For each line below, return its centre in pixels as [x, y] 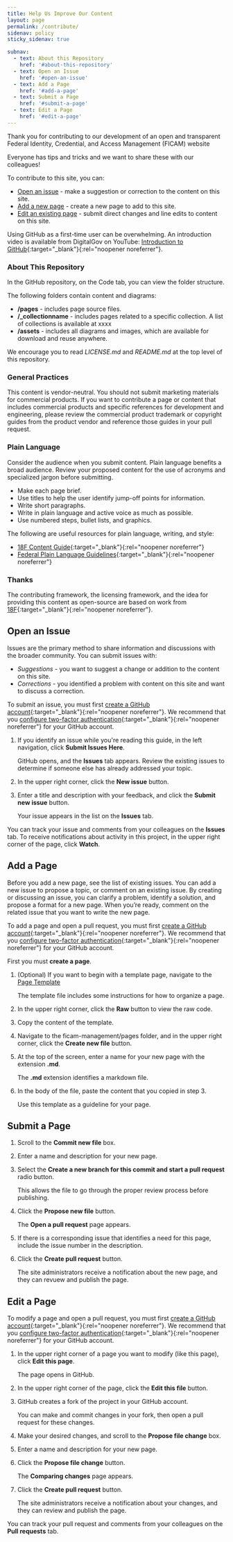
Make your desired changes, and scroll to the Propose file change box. [119, 1436]
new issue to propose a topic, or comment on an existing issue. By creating [114, 890]
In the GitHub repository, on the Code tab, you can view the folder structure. [116, 282]
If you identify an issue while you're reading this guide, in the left [110, 740]
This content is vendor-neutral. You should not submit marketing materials [113, 392]
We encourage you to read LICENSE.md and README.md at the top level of [115, 352]
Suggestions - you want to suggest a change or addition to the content [118, 669]
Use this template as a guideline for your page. [84, 1104]
